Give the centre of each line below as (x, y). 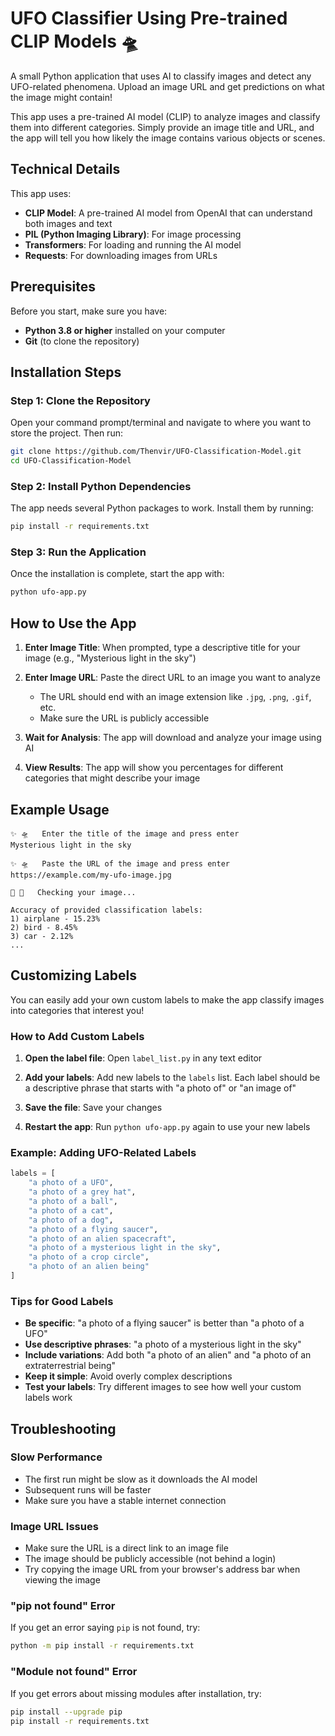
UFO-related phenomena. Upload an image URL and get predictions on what (167, 86)
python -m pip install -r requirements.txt (102, 1646)
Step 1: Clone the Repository (80, 400)
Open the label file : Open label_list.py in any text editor (143, 1058)
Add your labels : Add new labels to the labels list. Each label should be (172, 1078)
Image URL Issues (54, 1526)
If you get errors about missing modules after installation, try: (136, 1693)
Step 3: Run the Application (78, 552)
